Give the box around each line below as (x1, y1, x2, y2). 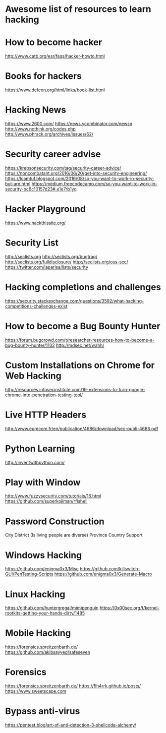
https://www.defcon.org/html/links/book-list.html (5, 87, 105, 93)
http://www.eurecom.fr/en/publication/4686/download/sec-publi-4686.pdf (5, 426, 159, 431)
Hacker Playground (5, 203, 86, 215)
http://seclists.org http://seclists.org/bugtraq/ (5, 253, 98, 259)
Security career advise (5, 149, 101, 160)
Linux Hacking (5, 589, 65, 600)
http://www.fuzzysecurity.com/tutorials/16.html (5, 493, 102, 499)
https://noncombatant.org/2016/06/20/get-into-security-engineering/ (5, 170, 147, 176)
